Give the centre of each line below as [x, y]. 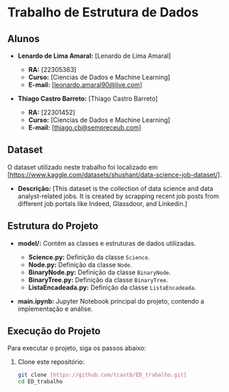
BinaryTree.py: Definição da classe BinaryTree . [98, 279]
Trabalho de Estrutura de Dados [103, 12]
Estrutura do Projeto [53, 226]
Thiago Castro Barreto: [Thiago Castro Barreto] [87, 98]
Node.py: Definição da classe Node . [80, 264]
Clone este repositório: [51, 362]
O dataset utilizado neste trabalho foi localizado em [82, 167]
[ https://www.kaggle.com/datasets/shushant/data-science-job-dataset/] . [115, 175]
